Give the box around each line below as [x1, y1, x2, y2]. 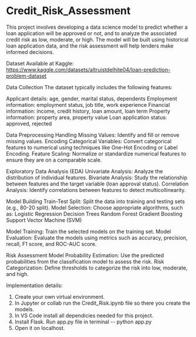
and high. [6, 270, 29, 277]
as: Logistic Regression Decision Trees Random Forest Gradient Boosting [6, 210, 183, 217]
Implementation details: [6, 282, 63, 289]
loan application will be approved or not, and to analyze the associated [6, 29, 177, 36]
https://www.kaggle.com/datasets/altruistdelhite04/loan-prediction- [6, 66, 171, 73]
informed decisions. [6, 48, 55, 55]
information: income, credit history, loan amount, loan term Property [6, 107, 171, 114]
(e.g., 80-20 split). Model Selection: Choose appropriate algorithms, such [6, 204, 183, 211]
